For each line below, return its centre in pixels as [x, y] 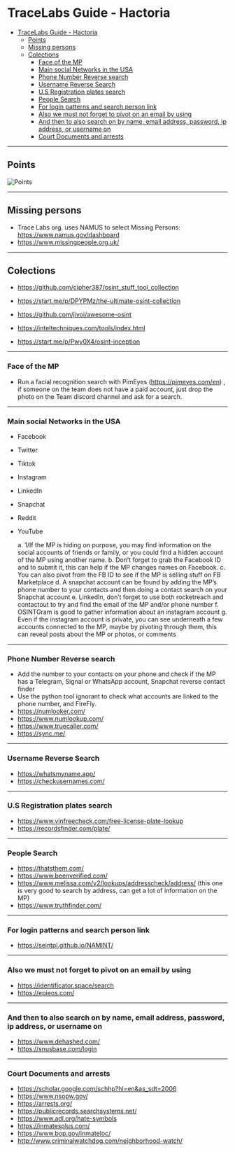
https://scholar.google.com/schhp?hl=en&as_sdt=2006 [97, 1089]
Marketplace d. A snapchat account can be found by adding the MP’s [117, 582]
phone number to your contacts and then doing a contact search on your [122, 589]
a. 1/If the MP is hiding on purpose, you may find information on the [114, 545]
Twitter [28, 450]
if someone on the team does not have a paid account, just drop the [115, 389]
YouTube [30, 531]
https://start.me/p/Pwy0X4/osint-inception [79, 342]
